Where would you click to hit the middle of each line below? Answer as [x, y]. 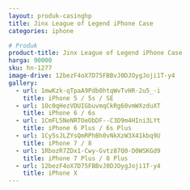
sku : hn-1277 [30, 68]
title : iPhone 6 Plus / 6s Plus [77, 129]
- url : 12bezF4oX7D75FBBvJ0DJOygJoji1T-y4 [88, 166]
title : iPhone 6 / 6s [59, 113]
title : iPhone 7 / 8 [57, 143]
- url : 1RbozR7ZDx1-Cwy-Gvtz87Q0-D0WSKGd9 [88, 150]
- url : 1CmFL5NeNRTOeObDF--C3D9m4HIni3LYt [88, 121]
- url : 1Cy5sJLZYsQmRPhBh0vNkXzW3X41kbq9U [88, 136]
